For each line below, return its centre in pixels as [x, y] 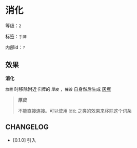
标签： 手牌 [16, 36]
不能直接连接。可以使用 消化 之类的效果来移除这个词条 [75, 111]
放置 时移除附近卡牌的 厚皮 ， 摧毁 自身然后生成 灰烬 [58, 89]
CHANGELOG [27, 127]
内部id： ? [15, 47]
